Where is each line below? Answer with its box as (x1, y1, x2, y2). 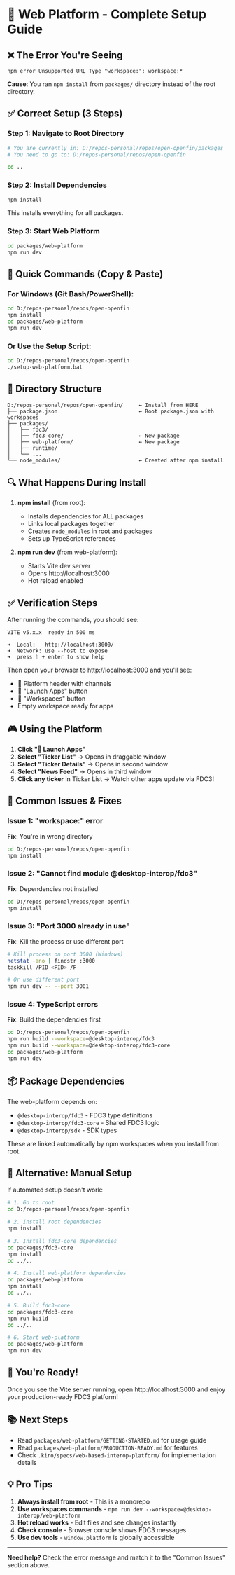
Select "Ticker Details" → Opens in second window (17, 760, 169, 769)
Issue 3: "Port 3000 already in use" (7, 921, 131, 931)
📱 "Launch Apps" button (17, 687, 88, 696)
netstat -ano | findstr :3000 (7, 957, 96, 964)
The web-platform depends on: (7, 1097, 98, 1106)
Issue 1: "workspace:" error (7, 816, 104, 826)
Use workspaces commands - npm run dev (17, 1504, 143, 1513)
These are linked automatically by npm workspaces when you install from (7, 1139, 219, 1148)
